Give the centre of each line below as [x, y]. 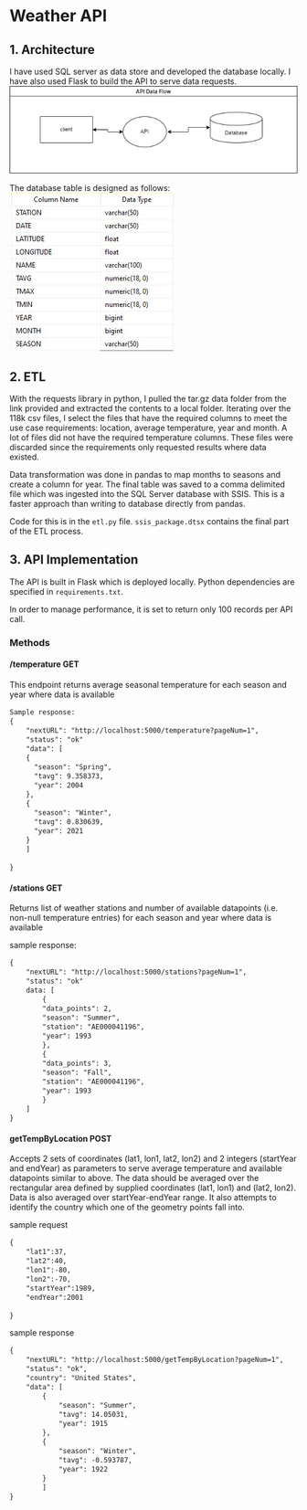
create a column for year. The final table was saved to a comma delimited [148, 484]
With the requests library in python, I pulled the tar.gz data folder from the [148, 399]
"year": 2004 [58, 786]
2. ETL [28, 377]
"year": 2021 [58, 831]
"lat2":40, [47, 1262]
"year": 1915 [83, 1424]
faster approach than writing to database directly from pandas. [127, 504]
